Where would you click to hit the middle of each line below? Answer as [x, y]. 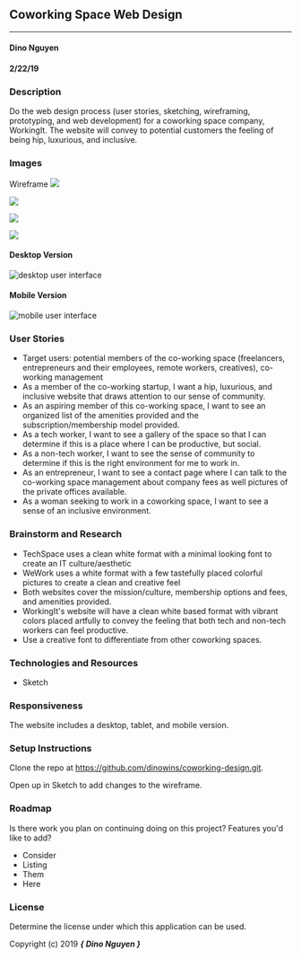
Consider [39, 855]
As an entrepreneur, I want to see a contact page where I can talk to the [155, 473]
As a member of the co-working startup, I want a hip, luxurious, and [147, 387]
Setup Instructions [51, 749]
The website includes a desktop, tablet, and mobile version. [119, 725]
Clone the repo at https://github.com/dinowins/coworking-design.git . [137, 768]
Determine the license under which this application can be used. [128, 927]
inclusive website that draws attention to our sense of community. [144, 396]
